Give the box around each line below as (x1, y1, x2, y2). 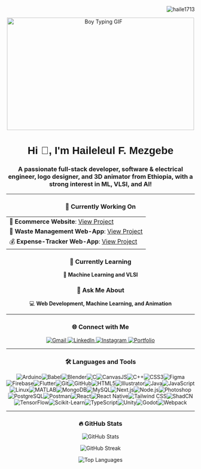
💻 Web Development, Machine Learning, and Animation (29, 300, 172, 307)
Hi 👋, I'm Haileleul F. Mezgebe (27, 145, 174, 157)
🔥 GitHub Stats (78, 419, 123, 428)
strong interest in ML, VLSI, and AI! (48, 180, 153, 188)
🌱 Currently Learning (69, 257, 132, 266)
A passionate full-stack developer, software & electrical (17, 165, 184, 173)
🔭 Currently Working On (65, 203, 136, 211)
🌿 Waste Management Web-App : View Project (9, 227, 143, 235)
